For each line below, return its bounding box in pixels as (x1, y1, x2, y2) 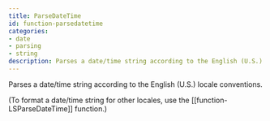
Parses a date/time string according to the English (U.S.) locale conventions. (8, 79, 264, 89)
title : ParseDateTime (8, 11, 82, 20)
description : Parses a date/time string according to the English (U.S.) (8, 58, 264, 66)
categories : (8, 27, 49, 35)
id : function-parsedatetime (8, 19, 104, 28)
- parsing (8, 42, 42, 50)
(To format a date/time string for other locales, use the (8, 95, 190, 105)
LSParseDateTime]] (8, 103, 73, 114)
